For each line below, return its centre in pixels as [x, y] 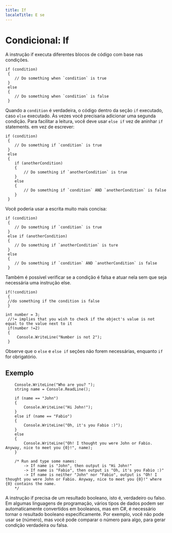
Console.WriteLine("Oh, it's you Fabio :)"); [73, 425]
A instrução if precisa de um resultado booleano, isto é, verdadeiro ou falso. [85, 498]
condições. [17, 60]
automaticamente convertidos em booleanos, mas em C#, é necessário [81, 509]
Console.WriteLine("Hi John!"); [59, 407]
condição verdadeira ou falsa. [37, 525]
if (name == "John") [36, 398]
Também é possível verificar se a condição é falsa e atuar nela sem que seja [86, 277]
